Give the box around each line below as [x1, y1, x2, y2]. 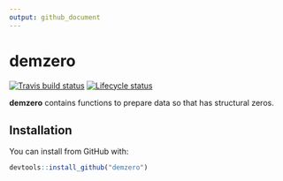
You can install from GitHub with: [9, 147, 129, 157]
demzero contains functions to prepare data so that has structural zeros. [9, 97, 274, 108]
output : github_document [9, 12, 101, 22]
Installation [9, 123, 73, 138]
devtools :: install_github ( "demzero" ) [9, 163, 149, 172]
